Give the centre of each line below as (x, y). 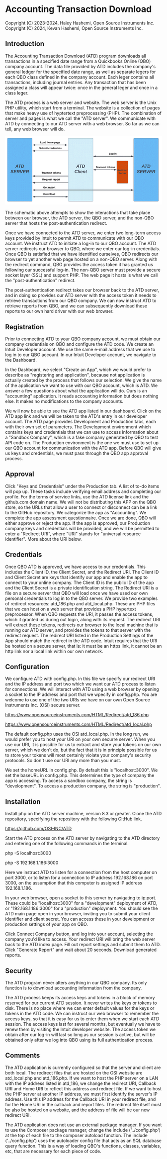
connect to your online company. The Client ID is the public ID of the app (80, 582)
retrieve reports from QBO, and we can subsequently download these (76, 306)
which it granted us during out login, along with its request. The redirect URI (83, 619)
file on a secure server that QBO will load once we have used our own (77, 593)
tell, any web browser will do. (35, 129)
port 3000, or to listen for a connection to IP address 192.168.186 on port (79, 878)
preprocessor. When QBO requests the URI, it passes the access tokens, (79, 614)
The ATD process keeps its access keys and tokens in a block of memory (80, 998)
